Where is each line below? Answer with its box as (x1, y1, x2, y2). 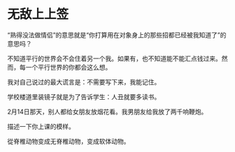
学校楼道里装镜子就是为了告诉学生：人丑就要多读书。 (7, 92, 161, 101)
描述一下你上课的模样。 (7, 122, 75, 130)
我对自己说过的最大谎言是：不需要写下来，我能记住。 (7, 77, 161, 86)
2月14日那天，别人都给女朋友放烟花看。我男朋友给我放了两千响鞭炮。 (7, 107, 208, 116)
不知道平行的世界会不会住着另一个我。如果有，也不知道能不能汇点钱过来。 (7, 54, 222, 63)
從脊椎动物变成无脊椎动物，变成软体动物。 (7, 137, 130, 145)
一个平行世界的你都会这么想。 (25, 63, 112, 71)
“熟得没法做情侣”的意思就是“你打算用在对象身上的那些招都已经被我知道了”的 (7, 31, 227, 39)
